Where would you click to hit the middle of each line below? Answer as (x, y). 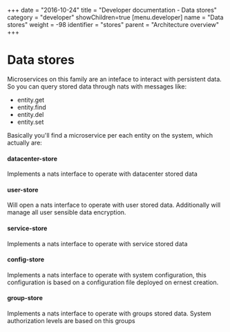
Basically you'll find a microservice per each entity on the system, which (110, 135)
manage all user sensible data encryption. (67, 212)
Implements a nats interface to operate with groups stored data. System (109, 313)
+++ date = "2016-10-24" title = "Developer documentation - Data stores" (112, 10)
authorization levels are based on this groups (71, 320)
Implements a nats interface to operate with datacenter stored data (103, 174)
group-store (25, 298)
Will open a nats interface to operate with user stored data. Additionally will (114, 205)
